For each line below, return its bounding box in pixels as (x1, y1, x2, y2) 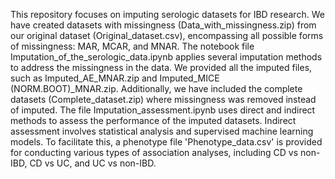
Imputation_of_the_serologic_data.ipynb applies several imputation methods (10, 51, 323, 63)
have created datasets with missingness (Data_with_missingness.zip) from (10, 19, 317, 31)
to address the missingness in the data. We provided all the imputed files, (10, 62, 313, 73)
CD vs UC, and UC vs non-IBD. (29, 157, 157, 169)
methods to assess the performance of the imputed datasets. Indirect (10, 115, 297, 126)
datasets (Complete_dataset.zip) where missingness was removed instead (10, 94, 317, 105)
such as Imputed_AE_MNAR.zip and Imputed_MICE (10, 72, 220, 84)
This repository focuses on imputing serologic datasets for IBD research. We (10, 9, 325, 20)
